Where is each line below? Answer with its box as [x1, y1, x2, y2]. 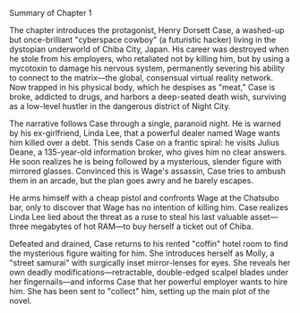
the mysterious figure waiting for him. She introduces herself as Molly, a [9, 248, 275, 258]
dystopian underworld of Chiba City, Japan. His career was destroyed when [9, 44, 289, 55]
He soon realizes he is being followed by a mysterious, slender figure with [9, 156, 282, 166]
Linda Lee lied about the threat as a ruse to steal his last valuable [9, 212, 249, 222]
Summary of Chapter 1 [9, 8, 92, 18]
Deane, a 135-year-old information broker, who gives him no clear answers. [9, 147, 287, 157]
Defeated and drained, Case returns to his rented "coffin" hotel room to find [9, 239, 288, 249]
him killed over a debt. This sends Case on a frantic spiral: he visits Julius [9, 138, 280, 148]
